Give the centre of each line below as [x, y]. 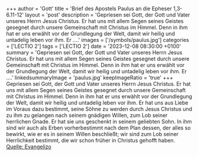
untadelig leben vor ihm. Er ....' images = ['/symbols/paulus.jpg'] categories [98, 40]
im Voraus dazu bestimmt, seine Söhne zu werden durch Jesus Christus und [99, 109]
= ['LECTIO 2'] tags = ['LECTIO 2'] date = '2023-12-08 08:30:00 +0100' [94, 46]
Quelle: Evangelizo [29, 147]
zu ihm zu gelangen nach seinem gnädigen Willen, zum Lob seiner [87, 115]
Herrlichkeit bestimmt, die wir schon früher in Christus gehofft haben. [91, 140]
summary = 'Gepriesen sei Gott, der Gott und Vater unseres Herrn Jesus [94, 52]
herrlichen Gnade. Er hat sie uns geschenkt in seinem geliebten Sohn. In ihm [99, 121]
